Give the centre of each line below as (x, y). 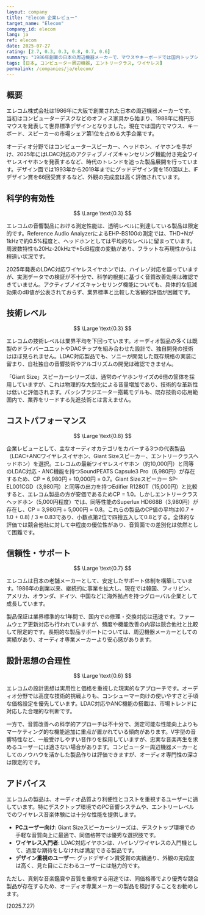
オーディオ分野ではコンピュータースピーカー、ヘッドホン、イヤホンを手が (99, 146)
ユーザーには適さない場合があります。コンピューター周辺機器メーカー (105, 747)
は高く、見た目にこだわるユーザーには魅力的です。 (79, 866)
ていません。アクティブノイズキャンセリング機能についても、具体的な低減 (104, 285)
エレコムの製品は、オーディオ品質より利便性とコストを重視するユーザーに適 (102, 799)
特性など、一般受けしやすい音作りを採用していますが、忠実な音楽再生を (102, 739)
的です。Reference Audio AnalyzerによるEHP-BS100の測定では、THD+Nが (100, 233)
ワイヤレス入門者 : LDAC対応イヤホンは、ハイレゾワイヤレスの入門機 (101, 843)
